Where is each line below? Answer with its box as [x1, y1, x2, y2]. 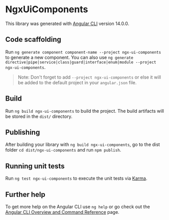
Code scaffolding [5, 35, 61, 44]
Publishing [5, 128, 40, 136]
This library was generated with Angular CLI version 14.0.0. [5, 20, 129, 27]
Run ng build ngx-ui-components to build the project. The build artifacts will [5, 108, 164, 114]
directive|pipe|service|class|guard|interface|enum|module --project [5, 60, 157, 65]
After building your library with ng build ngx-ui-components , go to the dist [5, 141, 160, 148]
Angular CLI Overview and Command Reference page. [5, 209, 119, 215]
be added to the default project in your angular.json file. [17, 79, 137, 85]
